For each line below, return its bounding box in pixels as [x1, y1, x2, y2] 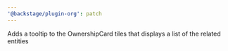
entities [7, 36, 29, 45]
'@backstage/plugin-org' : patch [7, 10, 102, 17]
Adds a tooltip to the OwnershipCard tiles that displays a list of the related [7, 29, 221, 38]
